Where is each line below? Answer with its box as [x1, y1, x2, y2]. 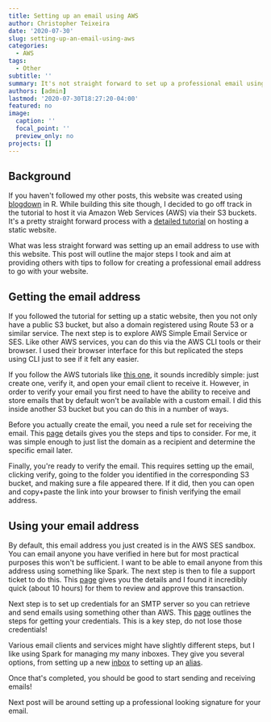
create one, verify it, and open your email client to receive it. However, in [8, 379, 249, 388]
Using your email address [8, 518, 140, 533]
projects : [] [8, 139, 52, 148]
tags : [8, 57, 27, 65]
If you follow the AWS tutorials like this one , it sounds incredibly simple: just [8, 370, 260, 380]
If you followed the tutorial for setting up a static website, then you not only [8, 312, 258, 321]
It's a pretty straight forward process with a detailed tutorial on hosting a [8, 216, 249, 226]
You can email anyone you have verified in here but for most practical [8, 548, 240, 558]
